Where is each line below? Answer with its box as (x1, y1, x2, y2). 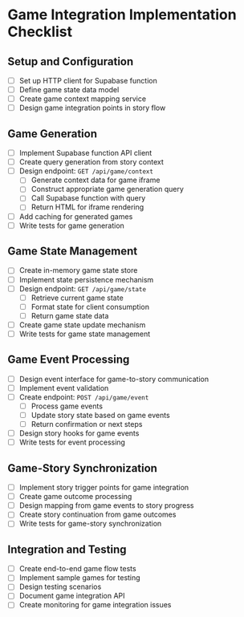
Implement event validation (18, 383, 109, 392)
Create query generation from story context (18, 157, 164, 167)
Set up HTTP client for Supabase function (18, 76, 157, 85)
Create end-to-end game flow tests (18, 564, 137, 574)
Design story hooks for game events (18, 428, 140, 438)
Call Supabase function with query (31, 193, 146, 203)
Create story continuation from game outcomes (18, 509, 177, 519)
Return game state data (31, 311, 109, 320)
